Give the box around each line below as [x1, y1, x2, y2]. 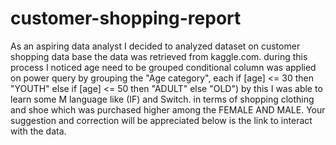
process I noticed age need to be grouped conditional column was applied [10, 61, 317, 73]
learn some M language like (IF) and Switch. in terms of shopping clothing [10, 93, 315, 105]
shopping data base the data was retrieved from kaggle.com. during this [10, 50, 308, 62]
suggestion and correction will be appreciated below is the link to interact [10, 114, 313, 126]
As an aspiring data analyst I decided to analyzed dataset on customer [10, 40, 301, 52]
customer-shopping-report [10, 7, 242, 30]
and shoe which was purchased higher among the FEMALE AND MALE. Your [10, 103, 326, 116]
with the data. [10, 125, 67, 137]
